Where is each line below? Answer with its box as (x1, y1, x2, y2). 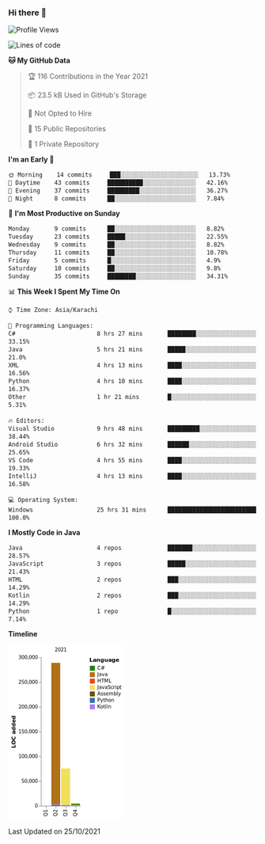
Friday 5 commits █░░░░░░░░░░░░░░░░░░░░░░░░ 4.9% (8, 257, 221, 264)
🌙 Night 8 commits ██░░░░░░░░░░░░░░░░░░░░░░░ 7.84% (8, 195, 225, 203)
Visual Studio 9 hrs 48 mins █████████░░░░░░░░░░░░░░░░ (8, 425, 257, 433)
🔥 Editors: (8, 417, 45, 425)
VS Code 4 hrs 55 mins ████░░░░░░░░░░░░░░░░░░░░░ (8, 457, 257, 465)
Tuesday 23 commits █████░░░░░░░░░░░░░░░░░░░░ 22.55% (8, 233, 228, 241)
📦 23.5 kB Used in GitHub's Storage (27, 90, 147, 100)
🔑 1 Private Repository (27, 139, 100, 149)
